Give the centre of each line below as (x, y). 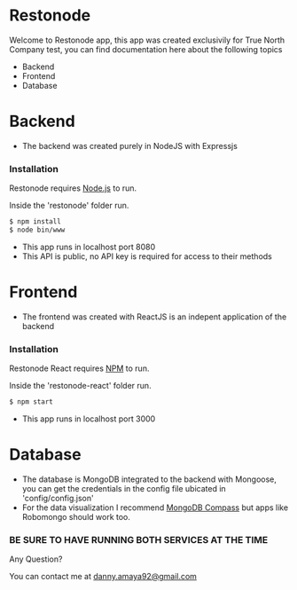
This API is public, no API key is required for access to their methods (147, 256)
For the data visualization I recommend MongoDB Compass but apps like (155, 507)
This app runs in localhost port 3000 (89, 419)
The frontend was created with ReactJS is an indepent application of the (154, 317)
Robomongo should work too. (76, 516)
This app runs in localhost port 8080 (89, 247)
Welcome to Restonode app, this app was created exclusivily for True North (147, 40)
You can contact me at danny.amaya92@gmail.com (103, 577)
